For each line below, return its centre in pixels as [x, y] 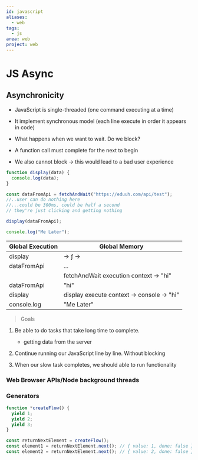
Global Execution [33, 246]
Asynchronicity [35, 95]
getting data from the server [58, 342]
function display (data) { [38, 172]
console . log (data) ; [35, 178]
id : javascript [25, 12]
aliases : [17, 17]
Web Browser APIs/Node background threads [73, 380]
